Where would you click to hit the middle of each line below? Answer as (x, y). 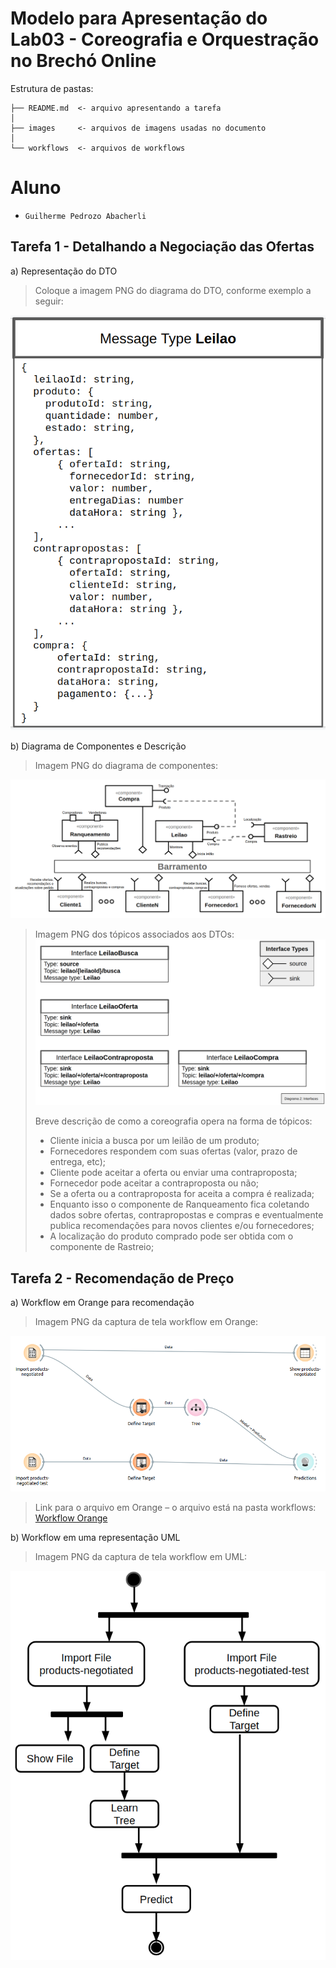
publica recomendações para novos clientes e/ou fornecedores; (182, 1226)
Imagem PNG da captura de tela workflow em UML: (141, 1557)
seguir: (49, 301)
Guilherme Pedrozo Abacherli (85, 216)
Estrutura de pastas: (52, 88)
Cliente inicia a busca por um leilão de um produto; (154, 1141)
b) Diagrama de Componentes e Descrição (98, 746)
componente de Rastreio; (102, 1247)
